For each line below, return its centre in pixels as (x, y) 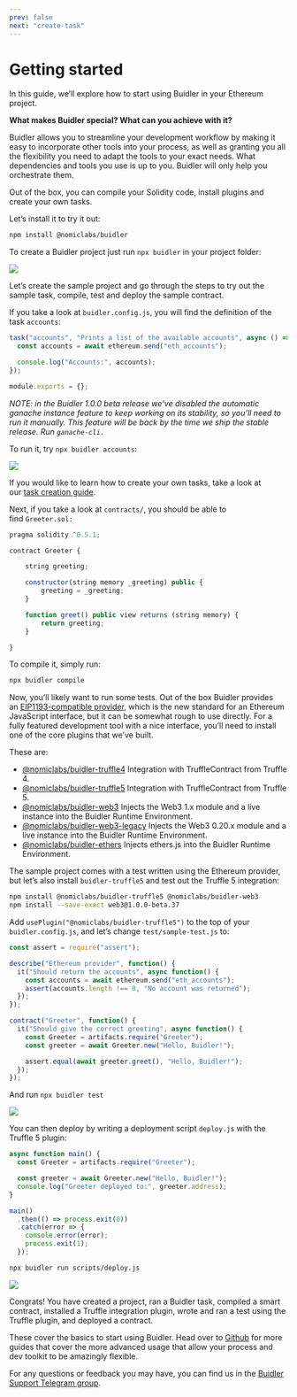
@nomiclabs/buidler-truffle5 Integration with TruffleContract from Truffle (154, 788)
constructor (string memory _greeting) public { (114, 583)
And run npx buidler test (57, 1095)
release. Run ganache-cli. (57, 431)
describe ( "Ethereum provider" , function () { (92, 963)
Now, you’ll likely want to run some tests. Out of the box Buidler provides (141, 698)
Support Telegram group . (55, 1383)
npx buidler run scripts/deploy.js (75, 1268)
